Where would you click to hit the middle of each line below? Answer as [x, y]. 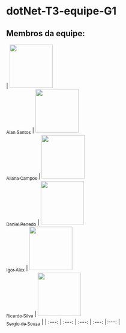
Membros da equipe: [46, 33]
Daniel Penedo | [23, 223]
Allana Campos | [23, 177]
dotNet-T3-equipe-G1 [61, 11]
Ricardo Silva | [22, 315]
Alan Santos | [20, 131]
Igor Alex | [17, 269]
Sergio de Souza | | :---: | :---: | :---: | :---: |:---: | [63, 322]
